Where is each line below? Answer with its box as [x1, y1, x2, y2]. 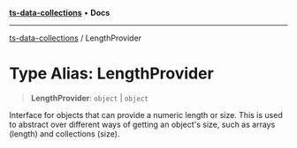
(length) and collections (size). [9, 128, 120, 139]
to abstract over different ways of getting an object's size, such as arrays [9, 119, 276, 129]
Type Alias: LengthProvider [9, 63, 214, 84]
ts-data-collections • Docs [9, 8, 110, 18]
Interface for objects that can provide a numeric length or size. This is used [9, 109, 283, 120]
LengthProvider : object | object [30, 92, 148, 103]
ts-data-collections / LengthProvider [9, 33, 142, 43]
